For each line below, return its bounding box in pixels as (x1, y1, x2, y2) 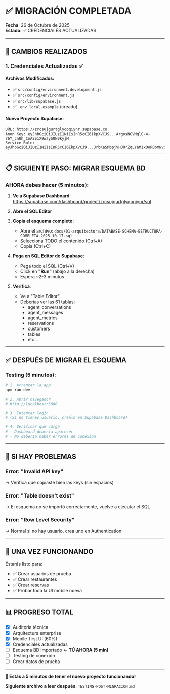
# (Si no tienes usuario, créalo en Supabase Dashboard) (5, 415, 128, 420)
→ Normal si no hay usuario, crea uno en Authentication (5, 528, 122, 534)
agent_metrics (27, 315, 58, 321)
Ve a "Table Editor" (20, 293, 60, 300)
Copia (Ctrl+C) (20, 243, 51, 249)
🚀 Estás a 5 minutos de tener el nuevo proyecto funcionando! (5, 673, 136, 680)
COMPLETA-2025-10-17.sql (20, 234, 73, 239)
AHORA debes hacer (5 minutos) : (5, 181, 89, 188)
